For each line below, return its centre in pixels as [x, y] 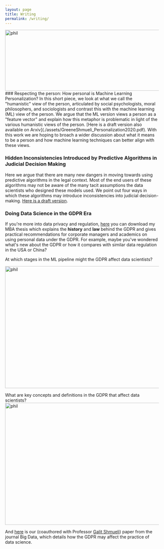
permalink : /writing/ [27, 19]
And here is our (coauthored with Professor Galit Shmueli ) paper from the [79, 531]
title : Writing [20, 14]
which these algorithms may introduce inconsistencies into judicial [72, 195]
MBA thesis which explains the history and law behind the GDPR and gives [81, 229]
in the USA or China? [26, 250]
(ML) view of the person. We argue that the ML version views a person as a [81, 114]
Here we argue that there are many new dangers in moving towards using [79, 175]
